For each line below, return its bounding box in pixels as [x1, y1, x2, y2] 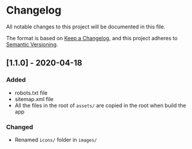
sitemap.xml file [14, 95, 54, 102]
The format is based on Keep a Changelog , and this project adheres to [6, 34, 178, 41]
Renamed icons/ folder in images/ [14, 136, 97, 143]
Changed [6, 122, 34, 131]
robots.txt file [14, 89, 48, 96]
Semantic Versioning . [6, 41, 58, 48]
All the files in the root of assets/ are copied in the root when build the [14, 102, 187, 109]
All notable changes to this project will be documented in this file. [6, 23, 166, 30]
